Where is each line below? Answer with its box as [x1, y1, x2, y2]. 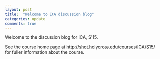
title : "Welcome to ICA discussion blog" [5, 12, 94, 17]
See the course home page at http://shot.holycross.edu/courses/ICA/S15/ [5, 44, 155, 50]
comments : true [5, 21, 37, 26]
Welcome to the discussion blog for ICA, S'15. [5, 34, 98, 40]
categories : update [5, 16, 46, 21]
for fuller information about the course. [5, 49, 85, 55]
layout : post [5, 7, 32, 12]
